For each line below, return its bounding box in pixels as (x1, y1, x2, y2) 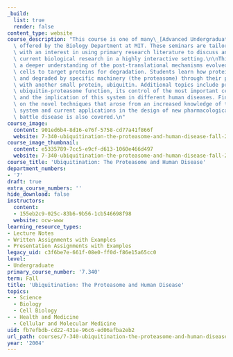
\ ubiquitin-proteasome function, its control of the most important (13, 88, 218, 94)
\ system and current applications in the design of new (13, 107, 182, 114)
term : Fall (7, 275, 39, 282)
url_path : (7, 333, 36, 340)
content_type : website (7, 29, 73, 37)
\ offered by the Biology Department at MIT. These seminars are (13, 42, 207, 49)
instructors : (7, 197, 45, 205)
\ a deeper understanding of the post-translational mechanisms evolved (13, 62, 228, 69)
